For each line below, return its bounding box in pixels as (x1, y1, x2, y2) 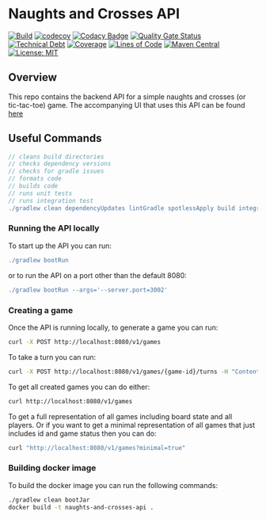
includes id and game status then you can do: (8, 429, 157, 438)
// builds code (8, 182, 59, 190)
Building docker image (8, 463, 97, 474)
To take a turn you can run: (8, 352, 97, 361)
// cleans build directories (8, 152, 104, 161)
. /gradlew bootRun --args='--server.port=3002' (8, 286, 169, 294)
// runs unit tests (8, 189, 73, 197)
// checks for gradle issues (8, 167, 104, 175)
